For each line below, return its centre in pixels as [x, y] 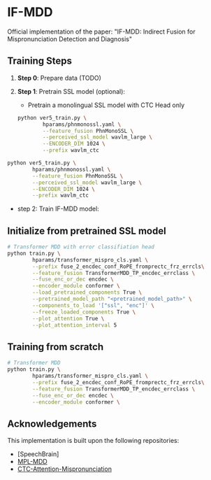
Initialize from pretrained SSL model [87, 231]
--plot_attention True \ [68, 318]
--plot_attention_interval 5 [75, 325]
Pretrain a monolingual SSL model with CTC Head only [106, 105]
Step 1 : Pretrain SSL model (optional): [71, 91]
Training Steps [39, 61]
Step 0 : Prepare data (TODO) [59, 78]
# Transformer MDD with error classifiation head [81, 247]
